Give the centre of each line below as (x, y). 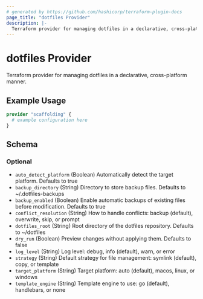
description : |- (27, 23)
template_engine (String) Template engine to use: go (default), (92, 283)
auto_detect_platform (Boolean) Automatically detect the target (94, 175)
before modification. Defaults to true (60, 207)
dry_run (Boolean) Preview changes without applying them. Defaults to (103, 239)
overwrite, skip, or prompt (47, 219)
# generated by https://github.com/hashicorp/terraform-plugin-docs (94, 12)
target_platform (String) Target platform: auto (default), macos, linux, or (105, 271)
